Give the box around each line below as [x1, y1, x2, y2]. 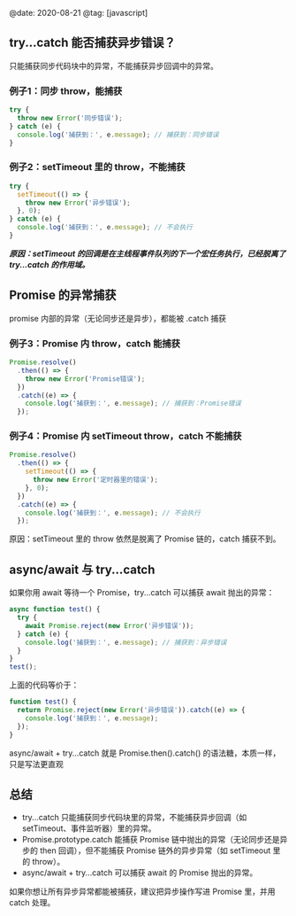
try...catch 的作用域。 [9, 259, 90, 269]
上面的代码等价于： [9, 679, 80, 690]
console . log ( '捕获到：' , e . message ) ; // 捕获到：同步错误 [17, 130, 219, 139]
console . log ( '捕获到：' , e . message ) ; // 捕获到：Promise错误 [25, 399, 241, 408]
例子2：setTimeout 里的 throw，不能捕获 [9, 161, 186, 174]
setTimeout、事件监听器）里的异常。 [21, 823, 156, 834]
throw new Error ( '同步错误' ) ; [17, 113, 124, 122]
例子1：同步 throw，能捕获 [9, 84, 123, 97]
